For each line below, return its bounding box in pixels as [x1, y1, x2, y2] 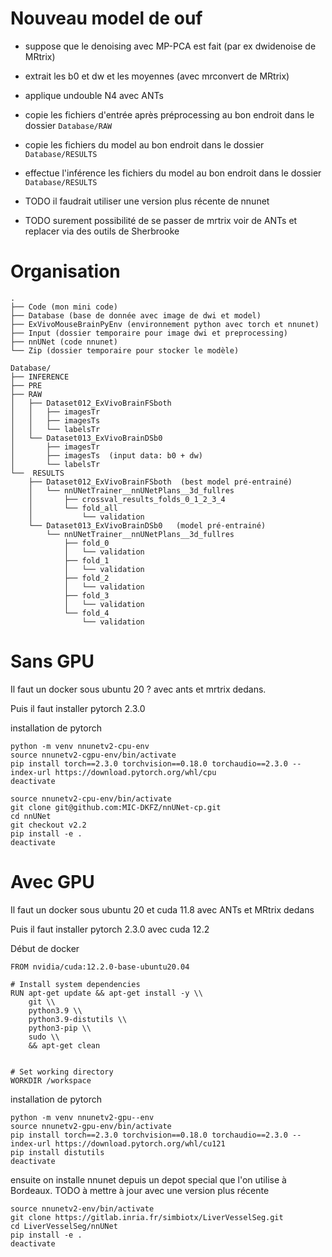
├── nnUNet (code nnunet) [10, 337, 118, 347]
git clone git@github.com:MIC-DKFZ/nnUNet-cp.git [10, 802, 222, 812]
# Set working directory [10, 1067, 114, 1077]
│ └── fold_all [28, 503, 118, 513]
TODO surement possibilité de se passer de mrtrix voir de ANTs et [24, 214, 298, 226]
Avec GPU [10, 871, 95, 893]
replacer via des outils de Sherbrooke [24, 225, 180, 237]
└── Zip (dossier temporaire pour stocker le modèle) [10, 345, 240, 356]
